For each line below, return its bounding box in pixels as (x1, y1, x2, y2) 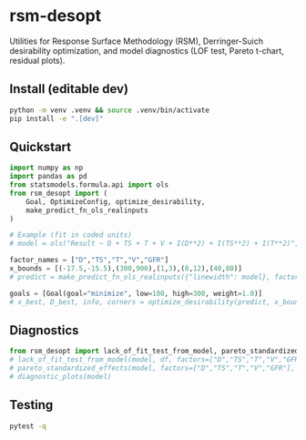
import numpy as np (9, 163, 84, 173)
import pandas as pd (9, 172, 88, 181)
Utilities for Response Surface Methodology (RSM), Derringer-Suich (9, 36, 264, 46)
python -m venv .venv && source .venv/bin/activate (9, 106, 209, 115)
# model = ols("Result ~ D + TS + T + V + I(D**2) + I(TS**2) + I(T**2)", (9, 239, 300, 249)
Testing (9, 397, 54, 413)
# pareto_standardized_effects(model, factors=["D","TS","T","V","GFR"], (9, 363, 296, 373)
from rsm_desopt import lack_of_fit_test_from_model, (9, 347, 219, 356)
